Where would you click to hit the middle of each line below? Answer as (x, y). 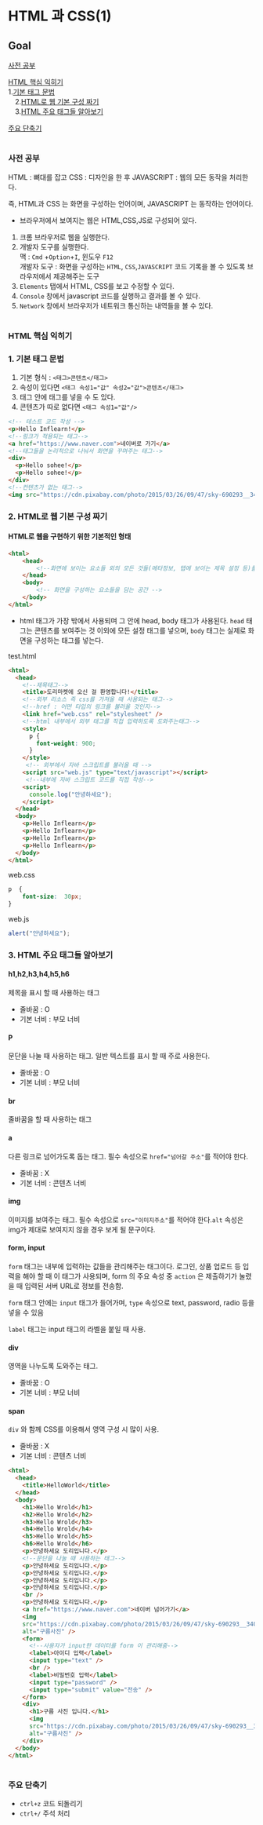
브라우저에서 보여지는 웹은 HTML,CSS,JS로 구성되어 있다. (108, 220)
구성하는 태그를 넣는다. (69, 640)
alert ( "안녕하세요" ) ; (39, 934)
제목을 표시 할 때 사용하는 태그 (54, 993)
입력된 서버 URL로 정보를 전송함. (74, 1286)
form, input (27, 1248)
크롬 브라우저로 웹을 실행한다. (65, 237)
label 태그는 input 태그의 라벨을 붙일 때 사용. (77, 1329)
